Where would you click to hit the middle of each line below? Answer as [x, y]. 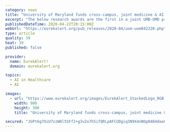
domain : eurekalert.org [35, 66]
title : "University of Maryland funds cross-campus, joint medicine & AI [85, 15]
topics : [13, 75]
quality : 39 [18, 38]
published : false [24, 48]
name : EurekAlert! [29, 61]
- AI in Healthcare [30, 80]
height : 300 [27, 108]
